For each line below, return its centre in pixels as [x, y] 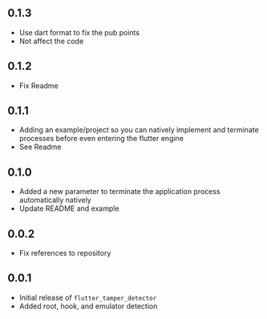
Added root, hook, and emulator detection [88, 306]
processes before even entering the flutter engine [101, 139]
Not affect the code [51, 41]
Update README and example [69, 208]
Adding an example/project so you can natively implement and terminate [139, 130]
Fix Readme [38, 85]
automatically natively [55, 200]
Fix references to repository [65, 253]
